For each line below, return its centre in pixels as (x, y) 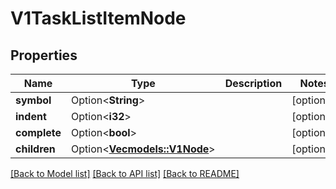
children (35, 149)
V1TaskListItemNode (98, 18)
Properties (44, 55)
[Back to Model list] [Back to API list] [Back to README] (125, 173)
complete (38, 132)
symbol (33, 100)
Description (253, 83)
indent (31, 116)
